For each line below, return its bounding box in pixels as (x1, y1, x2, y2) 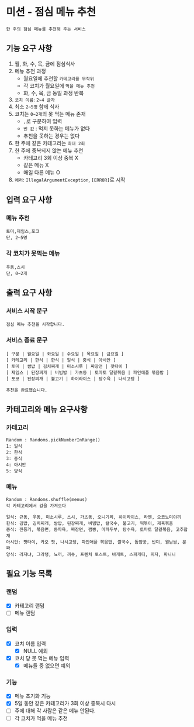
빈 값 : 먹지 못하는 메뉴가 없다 (23, 125, 91, 132)
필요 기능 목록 (6, 569, 53, 579)
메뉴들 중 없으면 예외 (23, 662, 71, 669)
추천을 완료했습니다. (6, 387, 48, 393)
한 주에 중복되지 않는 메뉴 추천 (14, 147, 84, 154)
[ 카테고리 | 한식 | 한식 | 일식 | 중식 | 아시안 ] (6, 357, 116, 363)
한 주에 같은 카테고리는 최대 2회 (14, 139, 85, 146)
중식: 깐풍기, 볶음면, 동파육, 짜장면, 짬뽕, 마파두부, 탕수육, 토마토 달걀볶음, (6, 526, 174, 533)
